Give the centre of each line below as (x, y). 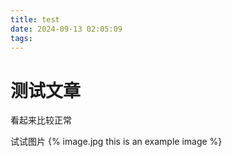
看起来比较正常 (41, 120)
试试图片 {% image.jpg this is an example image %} (116, 142)
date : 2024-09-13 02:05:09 (66, 29)
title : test (35, 19)
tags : (21, 38)
